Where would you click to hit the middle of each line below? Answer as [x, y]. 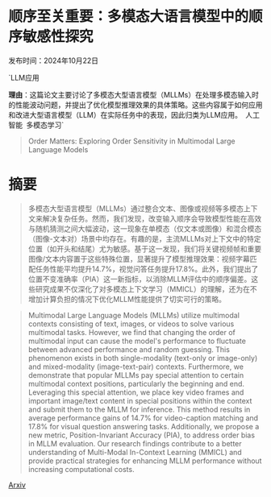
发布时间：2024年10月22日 [54, 60]
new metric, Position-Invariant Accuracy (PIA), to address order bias [142, 435]
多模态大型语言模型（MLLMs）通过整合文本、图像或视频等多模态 [136, 208]
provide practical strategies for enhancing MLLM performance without [145, 461]
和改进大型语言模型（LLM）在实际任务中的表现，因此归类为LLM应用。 [125, 114]
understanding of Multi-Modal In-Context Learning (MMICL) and [135, 452]
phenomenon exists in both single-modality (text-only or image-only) [143, 358]
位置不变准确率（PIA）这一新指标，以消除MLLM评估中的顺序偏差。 [140, 279]
